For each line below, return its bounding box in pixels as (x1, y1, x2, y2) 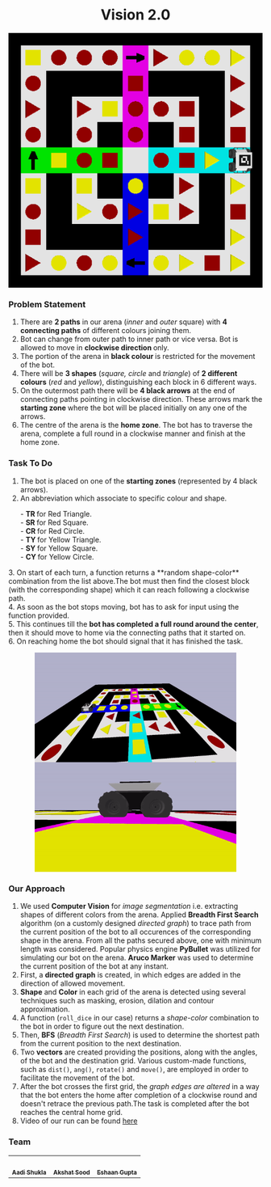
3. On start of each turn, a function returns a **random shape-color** (8, 568, 240, 577)
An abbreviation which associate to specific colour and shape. (19, 493, 227, 503)
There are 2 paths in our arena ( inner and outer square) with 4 (19, 317, 227, 327)
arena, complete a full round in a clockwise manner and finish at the (19, 429, 246, 438)
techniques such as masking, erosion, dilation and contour (19, 996, 215, 1006)
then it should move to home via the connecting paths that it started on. (8, 627, 246, 637)
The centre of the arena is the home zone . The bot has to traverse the (19, 420, 252, 430)
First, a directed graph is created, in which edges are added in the (19, 970, 241, 980)
